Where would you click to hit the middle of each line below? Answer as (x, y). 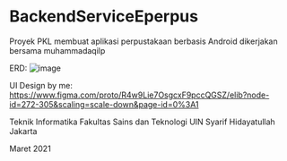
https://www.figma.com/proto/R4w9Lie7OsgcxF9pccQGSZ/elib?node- (139, 95)
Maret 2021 (30, 148)
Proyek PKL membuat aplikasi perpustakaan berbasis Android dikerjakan (143, 41)
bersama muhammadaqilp (57, 50)
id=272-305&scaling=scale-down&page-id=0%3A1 (104, 104)
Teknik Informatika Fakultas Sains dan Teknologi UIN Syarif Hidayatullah (142, 122)
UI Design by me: (41, 85)
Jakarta (23, 131)
